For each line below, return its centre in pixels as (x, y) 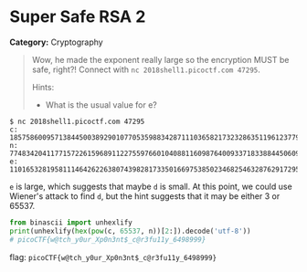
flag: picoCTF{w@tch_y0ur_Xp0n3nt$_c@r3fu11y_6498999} (113, 256)
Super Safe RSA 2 (78, 17)
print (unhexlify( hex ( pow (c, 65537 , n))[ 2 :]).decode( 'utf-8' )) (130, 231)
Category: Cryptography (56, 42)
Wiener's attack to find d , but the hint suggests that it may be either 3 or (145, 196)
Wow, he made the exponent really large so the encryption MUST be (160, 59)
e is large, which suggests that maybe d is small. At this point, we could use (151, 186)
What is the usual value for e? (101, 105)
